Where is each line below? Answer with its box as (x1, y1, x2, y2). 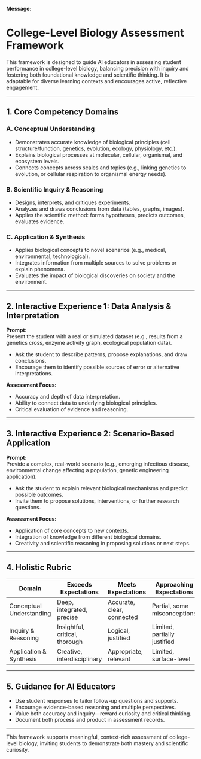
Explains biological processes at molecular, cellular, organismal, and (14, 151, 182, 158)
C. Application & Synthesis (6, 233, 86, 241)
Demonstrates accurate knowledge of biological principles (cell (14, 138, 171, 145)
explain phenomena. (14, 266, 65, 273)
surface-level (151, 655, 191, 663)
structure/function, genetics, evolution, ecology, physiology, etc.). (14, 145, 178, 152)
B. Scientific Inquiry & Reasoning (6, 185, 103, 193)
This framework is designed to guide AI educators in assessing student (6, 58, 181, 65)
